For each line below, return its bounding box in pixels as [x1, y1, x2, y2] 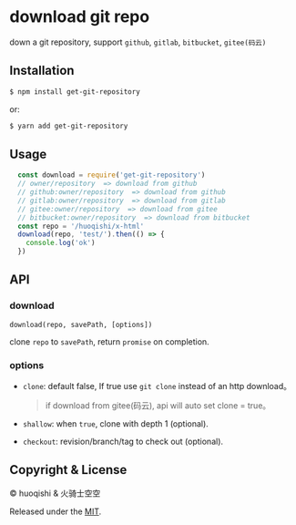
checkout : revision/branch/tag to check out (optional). [22, 436, 224, 448]
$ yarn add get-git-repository [9, 121, 128, 130]
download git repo [9, 6, 150, 27]
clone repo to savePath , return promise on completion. [9, 335, 209, 347]
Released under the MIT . [9, 506, 102, 517]
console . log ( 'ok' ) [26, 239, 96, 248]
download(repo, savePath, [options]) [9, 320, 153, 329]
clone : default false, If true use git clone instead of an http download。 [22, 381, 292, 392]
